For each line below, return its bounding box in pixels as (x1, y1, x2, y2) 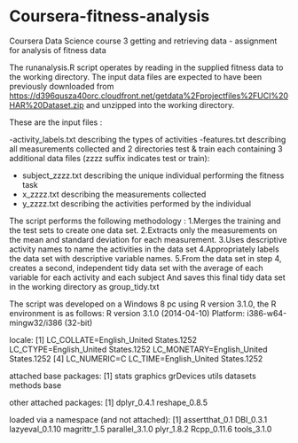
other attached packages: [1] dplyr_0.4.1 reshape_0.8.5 (9, 397, 208, 408)
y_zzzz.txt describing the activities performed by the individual (21, 198, 251, 209)
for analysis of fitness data (9, 44, 106, 55)
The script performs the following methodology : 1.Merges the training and (9, 215, 281, 226)
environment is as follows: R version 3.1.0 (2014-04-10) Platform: (9, 307, 246, 318)
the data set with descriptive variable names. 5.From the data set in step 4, (9, 253, 282, 263)
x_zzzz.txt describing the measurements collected (21, 189, 207, 199)
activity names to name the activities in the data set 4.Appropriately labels (9, 244, 279, 254)
